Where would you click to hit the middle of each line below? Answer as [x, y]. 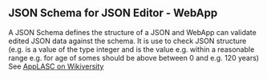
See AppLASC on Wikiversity [56, 66]
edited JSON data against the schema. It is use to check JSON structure [127, 41]
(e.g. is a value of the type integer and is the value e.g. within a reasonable [131, 49]
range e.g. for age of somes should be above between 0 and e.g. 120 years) [133, 57]
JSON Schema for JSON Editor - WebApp [113, 13]
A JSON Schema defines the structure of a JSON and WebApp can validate [132, 32]
